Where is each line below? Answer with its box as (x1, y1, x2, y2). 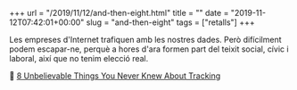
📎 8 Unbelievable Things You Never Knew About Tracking (9, 70, 221, 81)
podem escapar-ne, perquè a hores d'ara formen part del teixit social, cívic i (9, 44, 289, 54)
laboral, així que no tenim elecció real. (9, 53, 149, 63)
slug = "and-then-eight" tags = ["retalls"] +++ (86, 17, 256, 28)
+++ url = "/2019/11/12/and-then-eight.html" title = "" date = (9, 8, 229, 18)
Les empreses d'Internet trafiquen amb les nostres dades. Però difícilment (9, 35, 283, 45)
